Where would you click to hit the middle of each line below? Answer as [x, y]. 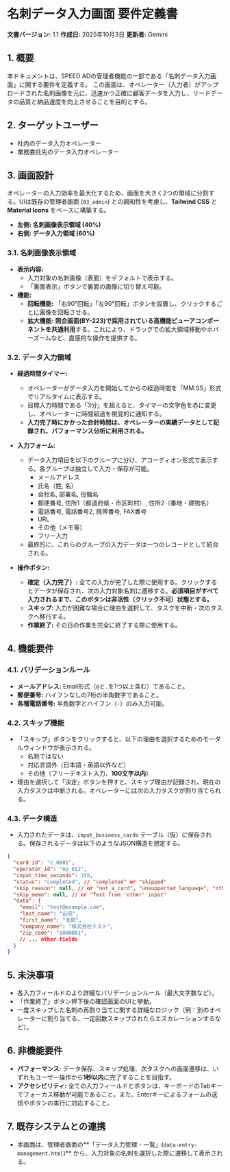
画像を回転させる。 [66, 312]
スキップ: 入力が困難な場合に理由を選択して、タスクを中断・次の [119, 608]
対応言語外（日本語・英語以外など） [78, 765]
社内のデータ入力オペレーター [59, 143]
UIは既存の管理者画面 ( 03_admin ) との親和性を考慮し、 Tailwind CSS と [118, 202]
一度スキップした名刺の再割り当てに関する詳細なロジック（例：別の [113, 1010]
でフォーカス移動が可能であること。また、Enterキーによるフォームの [114, 1094]
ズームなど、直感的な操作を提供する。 [87, 337]
